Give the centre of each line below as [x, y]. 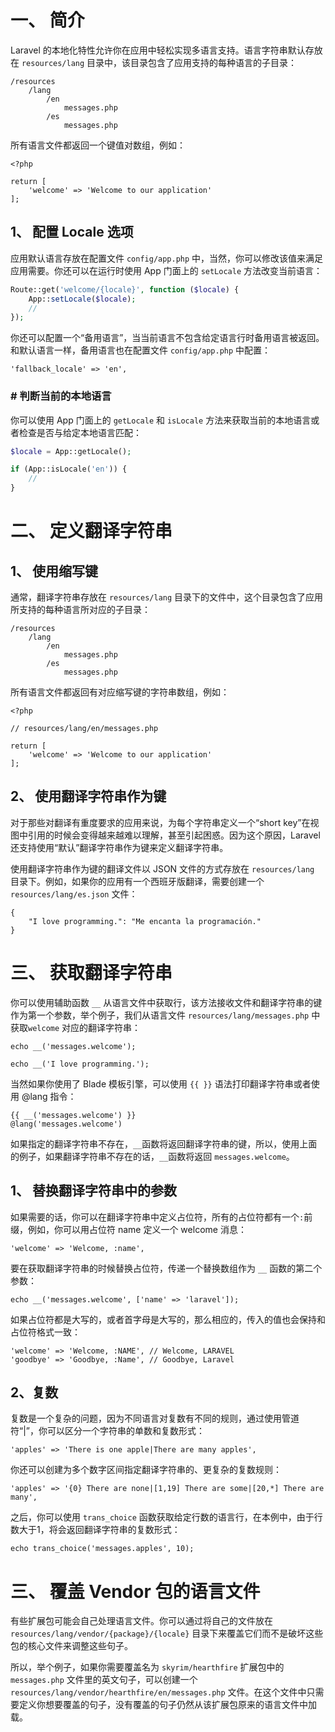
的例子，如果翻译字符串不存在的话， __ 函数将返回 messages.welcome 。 [152, 1156]
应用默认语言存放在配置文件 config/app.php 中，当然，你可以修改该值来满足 [167, 258]
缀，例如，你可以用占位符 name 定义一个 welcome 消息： [128, 1229]
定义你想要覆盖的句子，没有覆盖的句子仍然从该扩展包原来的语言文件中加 [167, 1705]
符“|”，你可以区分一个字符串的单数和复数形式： [107, 1431]
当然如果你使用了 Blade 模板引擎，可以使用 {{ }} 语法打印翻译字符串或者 [161, 1083]
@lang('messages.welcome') [66, 1124]
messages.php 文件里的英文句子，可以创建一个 [104, 1680]
